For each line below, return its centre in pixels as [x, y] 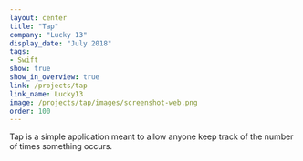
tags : [20, 52]
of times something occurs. [61, 146]
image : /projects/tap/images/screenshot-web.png [104, 102]
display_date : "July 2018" [61, 43]
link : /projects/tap [49, 86]
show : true [30, 69]
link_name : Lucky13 [47, 94]
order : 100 [30, 111]
